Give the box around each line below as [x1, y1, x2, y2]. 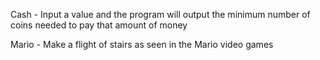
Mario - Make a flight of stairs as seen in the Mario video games [10, 39, 274, 50]
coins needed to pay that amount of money [10, 19, 188, 31]
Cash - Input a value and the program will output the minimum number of [10, 9, 311, 20]
